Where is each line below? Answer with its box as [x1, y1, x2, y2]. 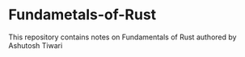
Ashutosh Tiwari [8, 40, 63, 50]
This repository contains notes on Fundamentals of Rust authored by [8, 32, 237, 42]
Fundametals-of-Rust [8, 6, 157, 24]
